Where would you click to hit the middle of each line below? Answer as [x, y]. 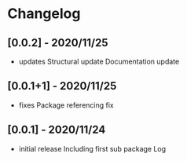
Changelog [44, 14]
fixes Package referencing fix [66, 105]
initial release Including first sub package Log [92, 148]
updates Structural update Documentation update [99, 61]
